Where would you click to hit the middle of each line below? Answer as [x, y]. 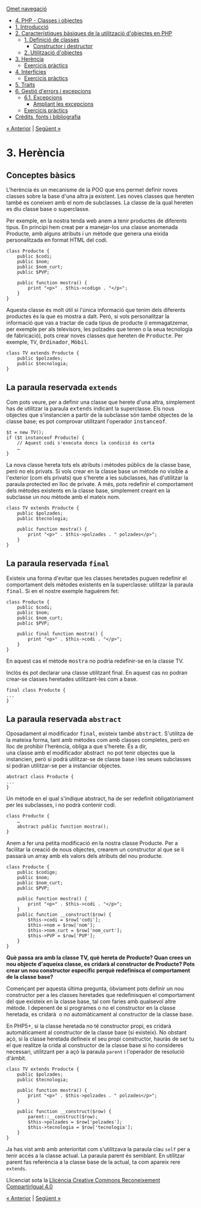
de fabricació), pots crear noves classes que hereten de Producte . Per [95, 336]
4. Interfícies [30, 72]
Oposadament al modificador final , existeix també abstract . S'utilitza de [100, 733]
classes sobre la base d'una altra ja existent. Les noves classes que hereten [100, 196]
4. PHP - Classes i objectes [49, 20]
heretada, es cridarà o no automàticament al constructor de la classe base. [100, 1015]
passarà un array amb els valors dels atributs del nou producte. [85, 856]
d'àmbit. [17, 1058]
